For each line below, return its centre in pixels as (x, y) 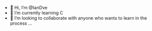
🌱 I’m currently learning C (37, 13)
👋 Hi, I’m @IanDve (29, 8)
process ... (21, 23)
